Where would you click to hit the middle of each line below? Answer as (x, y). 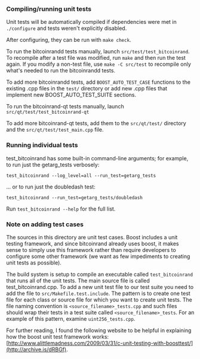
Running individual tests (42, 145)
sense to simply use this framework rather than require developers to (91, 250)
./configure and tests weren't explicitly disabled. (67, 28)
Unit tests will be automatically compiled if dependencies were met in (92, 22)
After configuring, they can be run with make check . (69, 40)
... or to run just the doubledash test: (51, 187)
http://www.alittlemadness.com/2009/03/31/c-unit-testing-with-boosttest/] (101, 343)
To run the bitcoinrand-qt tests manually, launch (65, 107)
